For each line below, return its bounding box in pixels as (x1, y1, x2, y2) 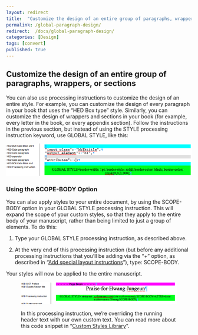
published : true (6, 47, 46, 53)
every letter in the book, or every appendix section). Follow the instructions (6, 119, 189, 126)
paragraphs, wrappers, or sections (6, 78, 137, 88)
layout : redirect (6, 9, 49, 15)
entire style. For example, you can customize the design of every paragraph (6, 100, 190, 107)
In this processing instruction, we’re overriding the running (21, 310, 163, 317)
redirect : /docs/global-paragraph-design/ (6, 28, 115, 34)
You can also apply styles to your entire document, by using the (6, 198, 161, 205)
